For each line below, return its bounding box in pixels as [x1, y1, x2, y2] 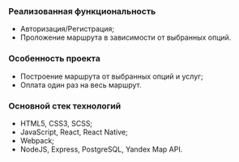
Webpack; [19, 135, 55, 145]
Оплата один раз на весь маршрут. [19, 79, 142, 90]
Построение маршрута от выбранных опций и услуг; [19, 71, 204, 81]
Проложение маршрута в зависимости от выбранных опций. [19, 32, 232, 42]
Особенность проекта [8, 53, 101, 64]
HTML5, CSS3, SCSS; [19, 118, 93, 128]
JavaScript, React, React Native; [19, 127, 128, 137]
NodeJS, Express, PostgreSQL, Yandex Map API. [19, 144, 183, 154]
